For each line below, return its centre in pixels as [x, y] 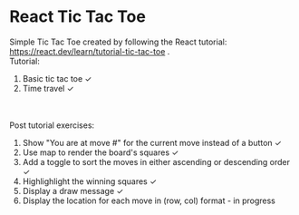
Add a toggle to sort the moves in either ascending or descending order [156, 161]
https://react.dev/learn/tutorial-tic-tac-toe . [90, 51]
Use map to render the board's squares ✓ [101, 152]
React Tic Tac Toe [78, 17]
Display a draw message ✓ [73, 191]
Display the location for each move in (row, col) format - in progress [149, 200]
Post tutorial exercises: [52, 125]
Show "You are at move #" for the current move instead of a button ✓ [152, 142]
